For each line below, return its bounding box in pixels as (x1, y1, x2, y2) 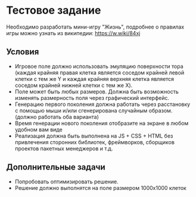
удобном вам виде (14, 126, 63, 133)
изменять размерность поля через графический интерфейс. (14, 94, 170, 101)
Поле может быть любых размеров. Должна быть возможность (14, 87, 179, 95)
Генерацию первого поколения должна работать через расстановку (14, 101, 191, 108)
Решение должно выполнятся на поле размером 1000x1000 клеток (14, 184, 186, 191)
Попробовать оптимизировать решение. (14, 178, 119, 185)
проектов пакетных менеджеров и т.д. (14, 145, 113, 152)
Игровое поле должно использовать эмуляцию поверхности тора (14, 62, 183, 70)
